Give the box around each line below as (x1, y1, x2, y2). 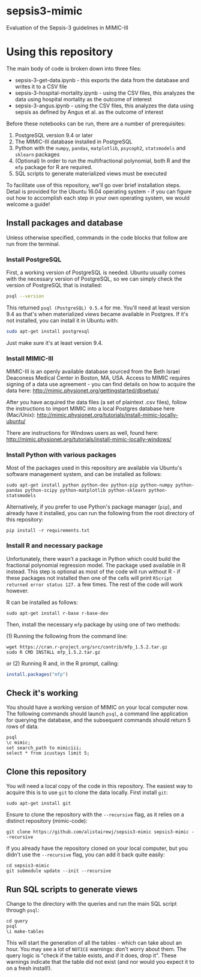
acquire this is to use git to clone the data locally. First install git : (6, 789, 168, 796)
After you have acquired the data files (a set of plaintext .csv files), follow (6, 399, 187, 406)
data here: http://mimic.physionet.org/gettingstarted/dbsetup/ (6, 387, 159, 394)
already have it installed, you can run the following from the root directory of (6, 510, 195, 517)
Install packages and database (6, 218, 123, 229)
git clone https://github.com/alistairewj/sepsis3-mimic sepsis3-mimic (6, 829, 189, 835)
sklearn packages (14, 151, 60, 158)
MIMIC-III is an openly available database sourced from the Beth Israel (6, 368, 180, 375)
